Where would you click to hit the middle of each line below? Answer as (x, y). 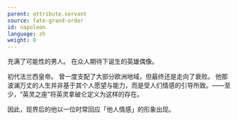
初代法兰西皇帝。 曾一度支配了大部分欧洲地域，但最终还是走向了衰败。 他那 (118, 77)
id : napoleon (27, 27)
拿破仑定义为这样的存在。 (106, 94)
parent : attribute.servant (47, 14)
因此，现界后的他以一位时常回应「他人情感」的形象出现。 (91, 109)
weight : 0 (22, 40)
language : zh (27, 34)
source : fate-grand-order (45, 21)
